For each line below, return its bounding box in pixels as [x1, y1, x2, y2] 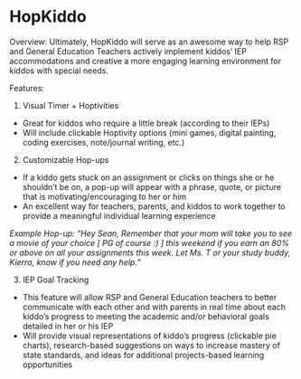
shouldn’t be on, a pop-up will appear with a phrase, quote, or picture [22, 181, 282, 192]
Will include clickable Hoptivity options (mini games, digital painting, [22, 127, 277, 137]
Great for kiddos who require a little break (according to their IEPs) [22, 118, 270, 128]
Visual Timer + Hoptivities [22, 99, 119, 110]
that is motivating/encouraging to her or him [22, 191, 187, 202]
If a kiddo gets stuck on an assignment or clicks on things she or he [22, 172, 275, 183]
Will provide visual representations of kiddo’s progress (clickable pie [22, 330, 277, 341]
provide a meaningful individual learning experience [22, 210, 217, 221]
